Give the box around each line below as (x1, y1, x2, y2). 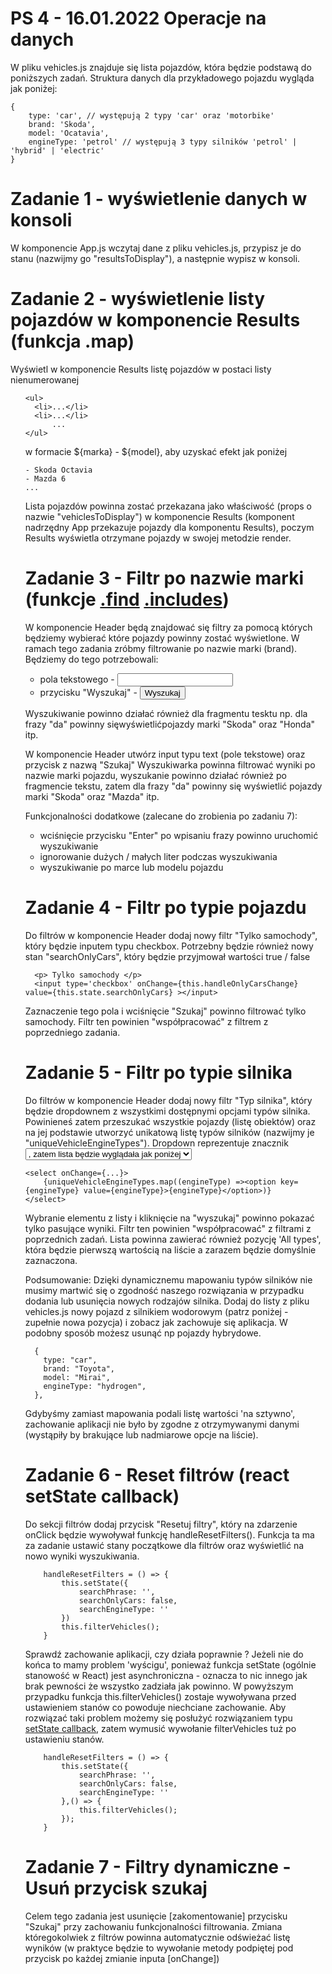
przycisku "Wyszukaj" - (39, 686, 138, 698)
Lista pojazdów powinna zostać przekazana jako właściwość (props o (24, 500, 312, 512)
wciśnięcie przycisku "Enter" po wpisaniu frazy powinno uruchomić (39, 829, 319, 841)
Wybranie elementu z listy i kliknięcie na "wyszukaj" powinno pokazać (24, 1212, 315, 1224)
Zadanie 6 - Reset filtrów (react (24, 1463, 290, 1486)
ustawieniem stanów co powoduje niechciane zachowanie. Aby (24, 1701, 287, 1713)
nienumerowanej (10, 373, 80, 386)
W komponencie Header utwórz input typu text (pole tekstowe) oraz (24, 748, 306, 760)
